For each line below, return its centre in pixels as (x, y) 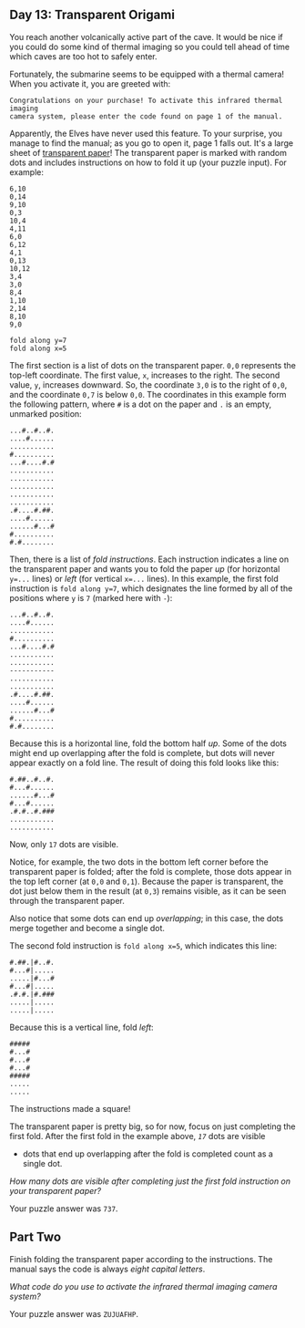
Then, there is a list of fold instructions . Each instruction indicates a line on (149, 559)
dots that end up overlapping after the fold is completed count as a (147, 1154)
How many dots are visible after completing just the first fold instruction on (150, 1181)
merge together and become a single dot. (87, 928)
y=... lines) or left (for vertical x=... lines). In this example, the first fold (144, 578)
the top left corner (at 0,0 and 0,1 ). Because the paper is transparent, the (147, 881)
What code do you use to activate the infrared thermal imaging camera (143, 1286)
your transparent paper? (56, 1190)
